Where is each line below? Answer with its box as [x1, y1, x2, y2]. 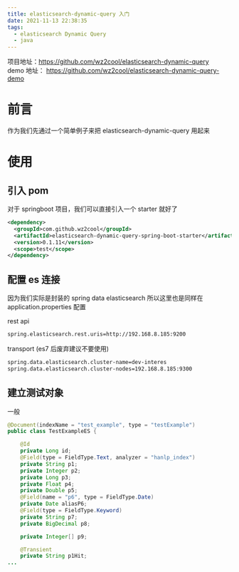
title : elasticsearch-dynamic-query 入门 [7, 10, 130, 18]
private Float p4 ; [20, 480, 75, 488]
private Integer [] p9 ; [20, 533, 87, 540]
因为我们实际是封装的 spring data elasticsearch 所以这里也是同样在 [7, 293, 203, 303]
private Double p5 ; [20, 487, 78, 494]
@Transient [20, 546, 53, 553]
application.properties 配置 [7, 303, 87, 311]
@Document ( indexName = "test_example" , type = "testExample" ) [7, 421, 196, 428]
